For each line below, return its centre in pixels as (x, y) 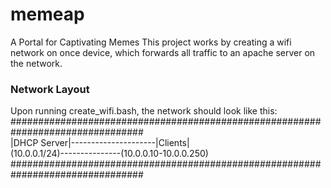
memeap (47, 14)
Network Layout (50, 89)
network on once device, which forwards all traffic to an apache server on (163, 52)
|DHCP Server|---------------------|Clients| (100, 143)
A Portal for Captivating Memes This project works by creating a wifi (151, 42)
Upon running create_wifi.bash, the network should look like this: (144, 111)
